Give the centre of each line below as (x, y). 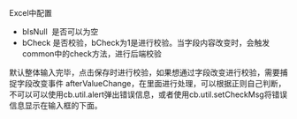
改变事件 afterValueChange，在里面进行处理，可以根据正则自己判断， (159, 83)
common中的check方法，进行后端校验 (91, 54)
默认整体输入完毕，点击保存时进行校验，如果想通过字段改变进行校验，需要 (145, 72)
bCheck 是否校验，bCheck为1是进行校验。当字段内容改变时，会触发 (146, 43)
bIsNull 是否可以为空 (60, 32)
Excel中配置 (31, 13)
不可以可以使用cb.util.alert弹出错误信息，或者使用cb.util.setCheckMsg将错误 (148, 94)
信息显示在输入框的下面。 (56, 105)
